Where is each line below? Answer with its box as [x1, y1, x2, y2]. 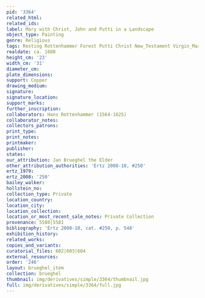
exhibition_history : [6, 231, 59, 237]
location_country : [6, 196, 53, 203]
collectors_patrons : [6, 123, 59, 129]
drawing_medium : [6, 83, 48, 89]
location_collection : [6, 208, 62, 214]
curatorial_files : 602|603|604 [6, 248, 86, 254]
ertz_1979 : [6, 168, 34, 174]
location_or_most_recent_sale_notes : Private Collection [6, 214, 154, 220]
